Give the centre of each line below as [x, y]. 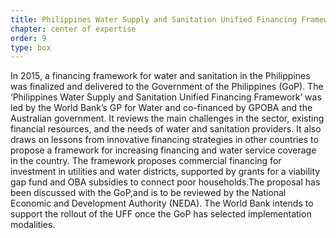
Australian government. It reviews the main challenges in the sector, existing [167, 118]
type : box [31, 47]
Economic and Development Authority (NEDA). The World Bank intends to [162, 203]
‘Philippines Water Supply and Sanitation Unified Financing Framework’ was [166, 97]
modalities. [33, 225]
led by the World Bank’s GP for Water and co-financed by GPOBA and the [161, 108]
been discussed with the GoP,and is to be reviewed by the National [148, 193]
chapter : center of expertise [73, 29]
